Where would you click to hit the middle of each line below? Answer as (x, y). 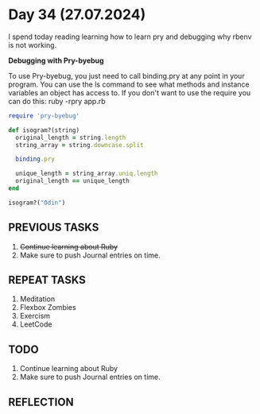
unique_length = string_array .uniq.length (87, 174)
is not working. (33, 44)
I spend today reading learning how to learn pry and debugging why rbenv (130, 37)
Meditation (37, 299)
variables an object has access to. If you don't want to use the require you (130, 92)
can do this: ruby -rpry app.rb (57, 101)
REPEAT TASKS (47, 280)
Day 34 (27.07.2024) (77, 15)
